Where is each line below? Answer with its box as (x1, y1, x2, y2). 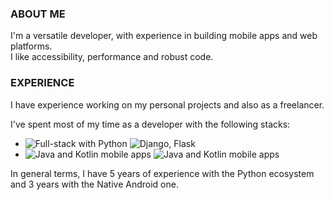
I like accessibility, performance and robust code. (10, 51, 214, 63)
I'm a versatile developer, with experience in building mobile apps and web (10, 30, 318, 42)
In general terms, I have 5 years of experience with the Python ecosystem (10, 167, 315, 179)
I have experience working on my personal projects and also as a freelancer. (10, 98, 325, 111)
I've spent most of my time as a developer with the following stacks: (10, 118, 291, 130)
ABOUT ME (10, 7, 66, 21)
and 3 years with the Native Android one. (10, 178, 179, 190)
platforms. (10, 40, 53, 52)
